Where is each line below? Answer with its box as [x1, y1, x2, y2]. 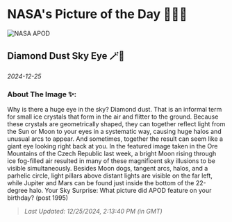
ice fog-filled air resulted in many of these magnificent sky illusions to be [7, 157, 215, 165]
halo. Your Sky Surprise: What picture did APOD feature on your [28, 187, 212, 195]
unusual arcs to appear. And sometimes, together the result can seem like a [7, 135, 224, 143]
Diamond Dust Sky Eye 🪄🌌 [7, 50, 125, 62]
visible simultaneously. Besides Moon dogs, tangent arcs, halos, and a [7, 164, 208, 173]
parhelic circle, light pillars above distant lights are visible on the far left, [7, 171, 213, 180]
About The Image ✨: [7, 89, 77, 99]
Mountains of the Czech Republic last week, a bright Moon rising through [7, 149, 217, 158]
